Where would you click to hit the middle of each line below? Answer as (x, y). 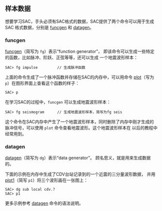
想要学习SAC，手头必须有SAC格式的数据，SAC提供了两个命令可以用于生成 (80, 21)
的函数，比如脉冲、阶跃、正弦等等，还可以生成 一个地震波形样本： (72, 58)
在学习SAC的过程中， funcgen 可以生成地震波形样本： (58, 102)
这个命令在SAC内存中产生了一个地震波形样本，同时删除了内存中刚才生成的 (80, 122)
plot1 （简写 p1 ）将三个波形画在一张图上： (47, 180)
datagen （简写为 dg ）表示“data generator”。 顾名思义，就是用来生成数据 (78, 158)
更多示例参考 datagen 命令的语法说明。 (44, 203)
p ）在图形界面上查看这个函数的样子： (42, 83)
